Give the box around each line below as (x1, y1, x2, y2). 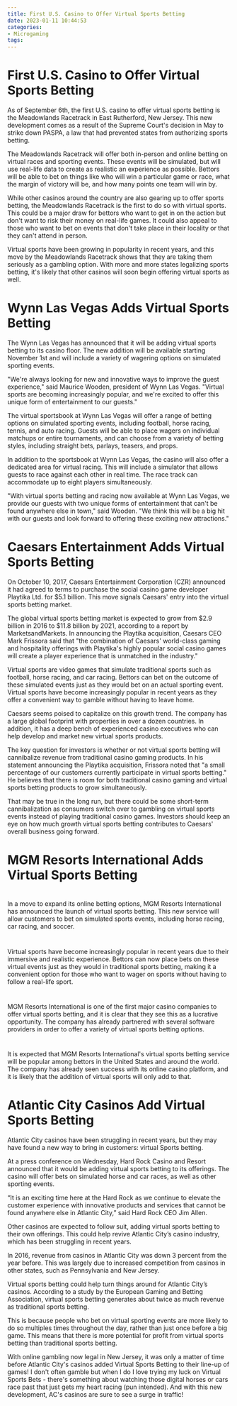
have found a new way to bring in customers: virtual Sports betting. (7, 1143, 204, 1151)
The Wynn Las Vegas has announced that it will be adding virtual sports (7, 338, 217, 347)
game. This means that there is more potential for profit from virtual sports (7, 1331, 224, 1339)
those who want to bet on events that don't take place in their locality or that (7, 224, 230, 233)
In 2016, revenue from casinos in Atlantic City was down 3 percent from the (7, 1251, 227, 1259)
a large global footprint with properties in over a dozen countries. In (7, 716, 204, 725)
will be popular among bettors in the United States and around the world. (7, 1057, 219, 1065)
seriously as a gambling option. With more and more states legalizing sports (7, 260, 229, 269)
